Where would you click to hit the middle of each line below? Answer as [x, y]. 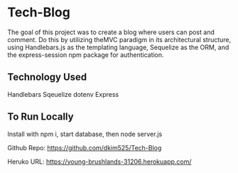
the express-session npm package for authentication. [86, 55]
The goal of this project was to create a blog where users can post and [111, 32]
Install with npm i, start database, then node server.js [85, 134]
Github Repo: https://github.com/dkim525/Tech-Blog [85, 147]
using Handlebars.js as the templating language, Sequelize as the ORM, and [118, 47]
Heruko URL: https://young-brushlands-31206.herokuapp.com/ [99, 162]
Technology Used [47, 77]
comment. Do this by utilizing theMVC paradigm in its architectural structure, [119, 39]
